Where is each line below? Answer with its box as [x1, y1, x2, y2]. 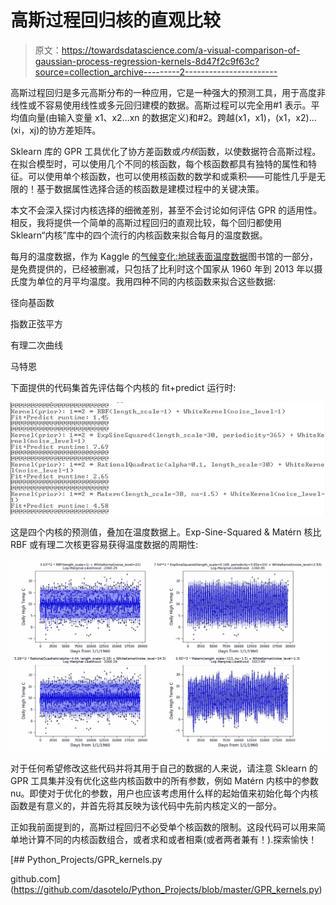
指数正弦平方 [10, 317, 63, 330]
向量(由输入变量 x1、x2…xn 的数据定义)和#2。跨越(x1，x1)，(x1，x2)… [27, 111, 317, 123]
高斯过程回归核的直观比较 [10, 9, 222, 32]
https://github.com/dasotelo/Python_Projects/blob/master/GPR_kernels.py [13, 884, 320, 896]
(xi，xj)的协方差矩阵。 [10, 124, 102, 136]
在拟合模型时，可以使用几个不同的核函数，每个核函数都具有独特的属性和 [10, 157, 308, 170]
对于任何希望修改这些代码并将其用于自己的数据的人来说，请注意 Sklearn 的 [10, 762, 318, 775]
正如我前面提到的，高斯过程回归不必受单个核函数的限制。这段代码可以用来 [10, 821, 317, 833]
